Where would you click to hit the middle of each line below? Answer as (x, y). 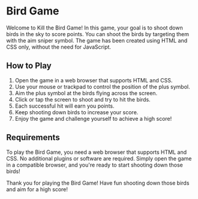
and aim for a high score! (37, 189)
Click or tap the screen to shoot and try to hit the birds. (83, 99)
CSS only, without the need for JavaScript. (59, 47)
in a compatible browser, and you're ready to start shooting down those (94, 165)
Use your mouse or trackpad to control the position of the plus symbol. (102, 87)
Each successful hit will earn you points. (64, 106)
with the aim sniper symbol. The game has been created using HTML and (97, 40)
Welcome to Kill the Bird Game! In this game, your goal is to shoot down (94, 28)
